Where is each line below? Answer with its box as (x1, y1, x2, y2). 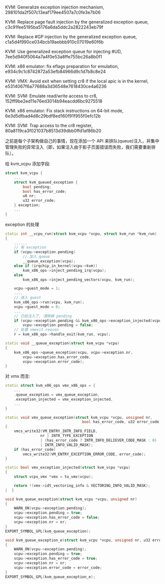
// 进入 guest (14, 295, 41, 300)
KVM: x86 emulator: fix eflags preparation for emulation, (5, 64, 119, 69)
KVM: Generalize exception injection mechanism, (5, 4, 105, 10)
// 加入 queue (23, 254, 50, 259)
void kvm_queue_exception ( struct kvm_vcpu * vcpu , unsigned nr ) (5, 497, 137, 502)
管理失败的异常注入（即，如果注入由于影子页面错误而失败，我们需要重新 (5, 144, 151, 150)
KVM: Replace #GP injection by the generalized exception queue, (5, 34, 137, 39)
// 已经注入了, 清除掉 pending (14, 313, 72, 319)
